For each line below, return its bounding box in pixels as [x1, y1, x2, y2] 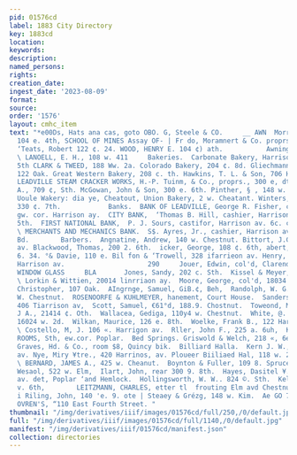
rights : [9, 71, 38, 80]
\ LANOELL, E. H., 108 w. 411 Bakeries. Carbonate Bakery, [17, 152, 259, 162]
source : [9, 104, 38, 112]
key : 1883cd [9, 29, 53, 38]
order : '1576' [9, 112, 62, 120]
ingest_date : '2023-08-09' [9, 87, 109, 96]
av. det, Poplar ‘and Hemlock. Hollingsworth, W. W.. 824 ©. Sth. [17, 375, 271, 384]
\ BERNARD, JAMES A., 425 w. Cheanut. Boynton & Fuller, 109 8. [17, 359, 263, 367]
